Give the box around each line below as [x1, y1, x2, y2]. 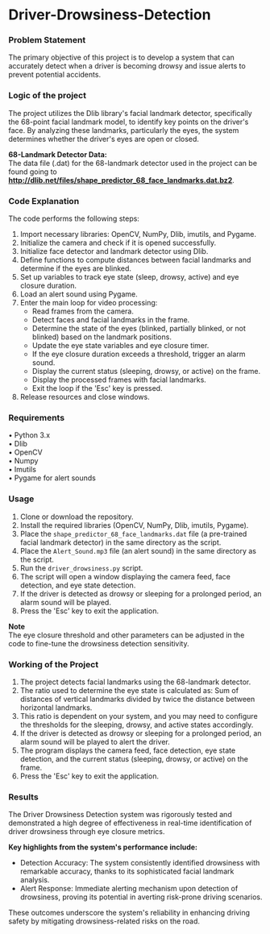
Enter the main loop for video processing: [19, 298, 158, 308]
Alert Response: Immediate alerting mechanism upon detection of [19, 884, 239, 894]
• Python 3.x [8, 430, 51, 440]
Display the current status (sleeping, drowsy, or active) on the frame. [31, 367, 260, 376]
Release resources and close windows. [19, 392, 151, 402]
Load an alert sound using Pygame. [19, 289, 139, 299]
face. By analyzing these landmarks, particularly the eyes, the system [8, 125, 239, 135]
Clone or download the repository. [19, 512, 135, 521]
